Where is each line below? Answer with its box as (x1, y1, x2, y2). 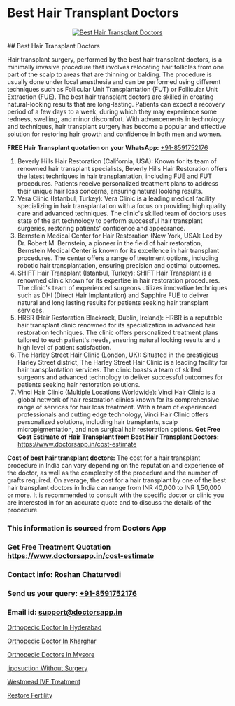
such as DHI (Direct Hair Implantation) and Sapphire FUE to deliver (17, 291, 209, 299)
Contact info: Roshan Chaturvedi (7, 569, 121, 579)
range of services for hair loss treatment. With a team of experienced (17, 402, 217, 411)
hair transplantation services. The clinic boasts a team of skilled (17, 365, 201, 374)
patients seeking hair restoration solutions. (17, 380, 141, 388)
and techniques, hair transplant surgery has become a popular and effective (7, 122, 227, 130)
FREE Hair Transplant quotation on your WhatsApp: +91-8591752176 (7, 143, 208, 151)
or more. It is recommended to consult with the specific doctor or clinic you (7, 491, 225, 499)
